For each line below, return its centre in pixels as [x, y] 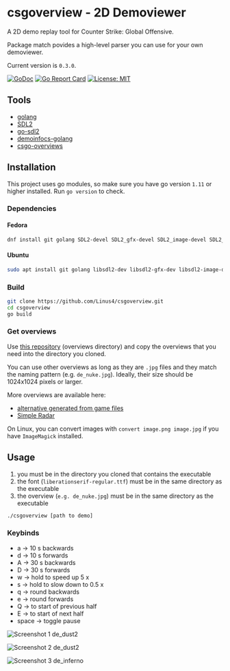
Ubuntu [18, 255]
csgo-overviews [40, 146]
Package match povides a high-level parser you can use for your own [105, 45]
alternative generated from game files [70, 408]
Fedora [17, 225]
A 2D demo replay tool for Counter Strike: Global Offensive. [91, 31]
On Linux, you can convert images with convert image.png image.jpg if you [113, 429]
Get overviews [32, 331]
